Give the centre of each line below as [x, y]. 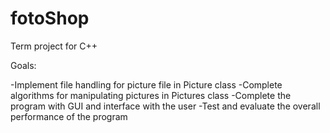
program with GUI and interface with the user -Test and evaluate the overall [165, 106]
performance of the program [69, 116]
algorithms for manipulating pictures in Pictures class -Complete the [151, 95]
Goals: [23, 65]
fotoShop [50, 18]
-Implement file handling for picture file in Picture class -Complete [146, 84]
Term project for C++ [54, 46]
